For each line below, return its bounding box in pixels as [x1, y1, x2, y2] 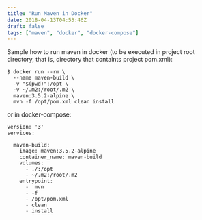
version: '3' [7, 124, 44, 131]
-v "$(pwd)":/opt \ [13, 80, 69, 88]
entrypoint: [19, 178, 53, 185]
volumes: [19, 160, 44, 167]
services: [7, 130, 35, 137]
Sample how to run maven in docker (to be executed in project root [7, 48, 196, 56]
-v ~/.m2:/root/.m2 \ [13, 86, 75, 93]
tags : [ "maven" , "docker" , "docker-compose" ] [7, 29, 139, 36]
